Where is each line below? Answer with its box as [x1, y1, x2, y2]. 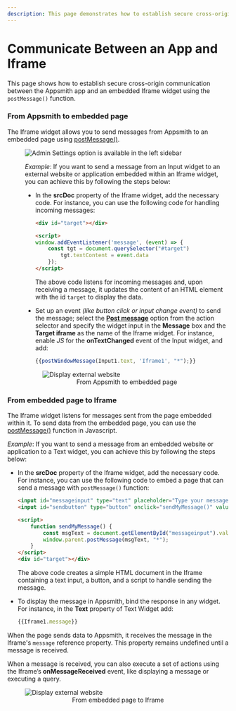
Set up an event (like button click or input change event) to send [34, 306, 221, 314]
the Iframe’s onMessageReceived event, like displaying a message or [7, 667, 209, 675]
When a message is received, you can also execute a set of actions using [7, 660, 220, 668]
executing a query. [7, 674, 61, 683]
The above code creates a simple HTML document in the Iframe [17, 569, 203, 577]
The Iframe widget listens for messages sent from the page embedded [7, 412, 212, 420]
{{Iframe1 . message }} [17, 618, 78, 626]
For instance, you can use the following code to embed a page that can [17, 476, 224, 485]
